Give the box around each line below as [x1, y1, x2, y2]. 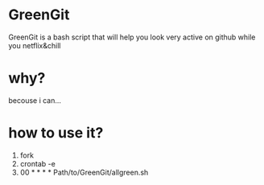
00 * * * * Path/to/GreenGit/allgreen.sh [19, 167, 149, 177]
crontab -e [19, 158, 56, 168]
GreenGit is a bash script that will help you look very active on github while [8, 32, 256, 42]
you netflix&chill [8, 40, 61, 50]
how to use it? [8, 124, 104, 142]
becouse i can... [8, 95, 62, 105]
